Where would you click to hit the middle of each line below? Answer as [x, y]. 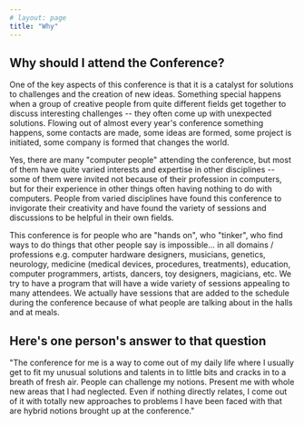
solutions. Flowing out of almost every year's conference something [137, 123]
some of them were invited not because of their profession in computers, [146, 179]
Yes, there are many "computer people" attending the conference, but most [151, 160]
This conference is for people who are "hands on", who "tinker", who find [146, 236]
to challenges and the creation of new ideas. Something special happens [145, 94]
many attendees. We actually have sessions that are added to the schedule [150, 293]
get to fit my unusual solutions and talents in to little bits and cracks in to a [148, 372]
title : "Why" [34, 26]
